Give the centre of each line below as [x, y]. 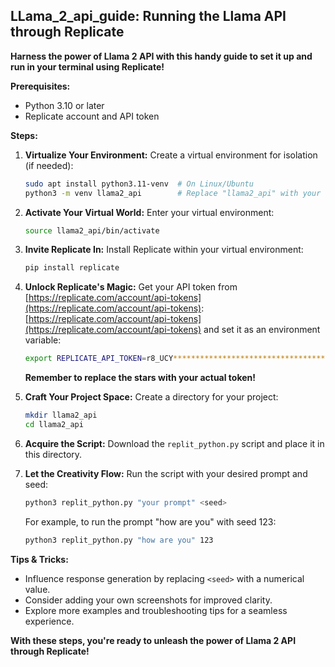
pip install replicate [72, 268]
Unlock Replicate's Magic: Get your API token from [131, 287]
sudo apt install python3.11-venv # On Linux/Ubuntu [139, 184]
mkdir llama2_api [61, 415]
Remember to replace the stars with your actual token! [140, 378]
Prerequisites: [40, 86]
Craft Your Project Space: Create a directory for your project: [151, 397]
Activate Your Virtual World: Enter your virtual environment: [149, 212]
